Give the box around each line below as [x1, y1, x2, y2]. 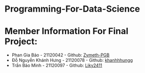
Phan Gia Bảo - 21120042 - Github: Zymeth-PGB [11, 52, 110, 58]
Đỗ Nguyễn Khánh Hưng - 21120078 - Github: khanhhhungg [11, 57, 133, 63]
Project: [4, 36, 38, 47]
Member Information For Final [4, 26, 129, 37]
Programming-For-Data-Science [4, 3, 141, 15]
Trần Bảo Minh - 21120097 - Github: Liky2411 [11, 62, 103, 69]
